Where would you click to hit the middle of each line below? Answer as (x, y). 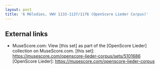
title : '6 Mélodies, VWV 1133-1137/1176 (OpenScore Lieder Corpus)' (77, 14)
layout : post (18, 10)
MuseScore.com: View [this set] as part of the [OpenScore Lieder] (79, 46)
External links (27, 34)
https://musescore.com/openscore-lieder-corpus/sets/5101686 (76, 56)
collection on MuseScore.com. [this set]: (53, 51)
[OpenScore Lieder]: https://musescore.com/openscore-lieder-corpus (83, 61)
